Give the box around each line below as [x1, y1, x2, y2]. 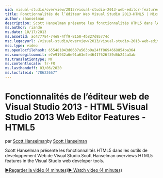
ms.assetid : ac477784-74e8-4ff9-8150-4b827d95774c [5, 34, 110, 39]
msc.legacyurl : [5, 39, 36, 44]
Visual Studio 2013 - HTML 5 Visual [5, 101, 148, 113]
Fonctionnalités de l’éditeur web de [5, 91, 149, 102]
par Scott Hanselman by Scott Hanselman [5, 138, 87, 144]
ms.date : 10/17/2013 [5, 30, 47, 34]
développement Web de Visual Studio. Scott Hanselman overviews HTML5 [5, 152, 153, 158]
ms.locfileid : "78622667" [5, 70, 57, 75]
